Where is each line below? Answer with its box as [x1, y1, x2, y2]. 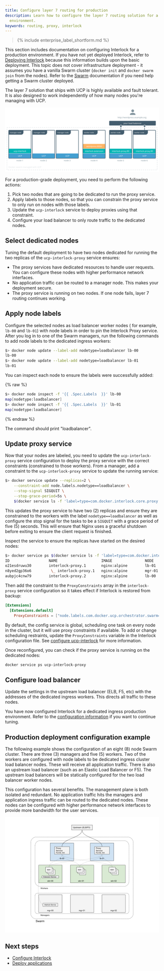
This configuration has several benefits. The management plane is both [5, 786, 148, 793]
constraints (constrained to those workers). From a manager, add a [5, 463, 140, 469]
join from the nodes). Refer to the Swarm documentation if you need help [5, 73, 154, 79]
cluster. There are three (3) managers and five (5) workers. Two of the [5, 751, 146, 757]
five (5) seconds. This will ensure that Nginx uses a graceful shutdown [5, 523, 147, 529]
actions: [5, 182, 21, 187]
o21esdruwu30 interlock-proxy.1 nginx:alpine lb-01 [5, 563, 156, 568]
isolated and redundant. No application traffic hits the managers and [5, 792, 143, 798]
